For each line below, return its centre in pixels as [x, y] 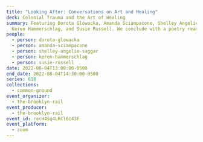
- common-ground [32, 91]
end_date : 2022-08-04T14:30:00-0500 [52, 74]
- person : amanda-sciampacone [50, 46]
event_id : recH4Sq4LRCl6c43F [43, 118]
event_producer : [27, 107]
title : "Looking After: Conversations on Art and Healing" [82, 12]
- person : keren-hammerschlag [50, 57]
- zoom [20, 130]
